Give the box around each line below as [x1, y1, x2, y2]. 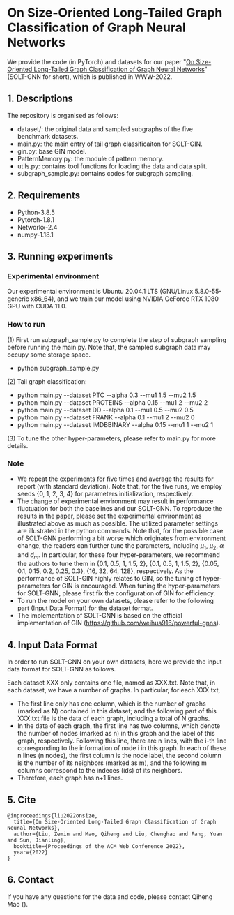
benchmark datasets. [17, 132, 79, 140]
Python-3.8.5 [17, 208, 56, 216]
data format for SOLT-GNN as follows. [7, 665, 116, 674]
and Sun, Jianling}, [7, 837, 68, 844]
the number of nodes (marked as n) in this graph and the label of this [17, 729, 215, 738]
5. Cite [7, 794, 36, 805]
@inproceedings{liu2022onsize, [7, 812, 98, 819]
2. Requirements [7, 190, 81, 202]
